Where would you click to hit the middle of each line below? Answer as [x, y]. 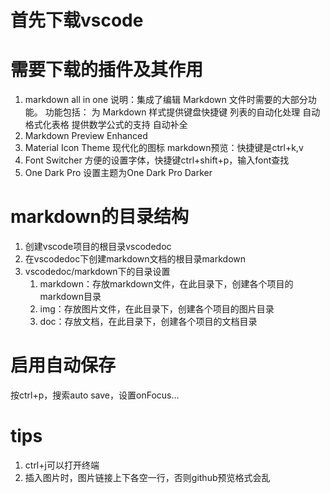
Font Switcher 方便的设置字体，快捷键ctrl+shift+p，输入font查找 [157, 160]
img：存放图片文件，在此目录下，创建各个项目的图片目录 [157, 309]
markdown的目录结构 [99, 217]
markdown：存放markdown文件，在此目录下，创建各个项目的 [166, 284]
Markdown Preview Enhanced [86, 136]
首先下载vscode [77, 20]
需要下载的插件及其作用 [107, 70]
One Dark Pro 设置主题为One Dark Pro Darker [118, 173]
